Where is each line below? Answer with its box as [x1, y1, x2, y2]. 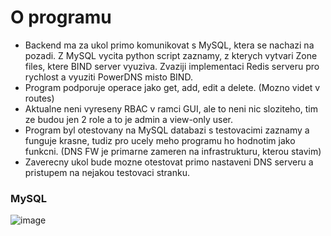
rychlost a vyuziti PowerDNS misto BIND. [24, 71, 193, 83]
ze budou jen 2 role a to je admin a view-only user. [24, 113, 234, 125]
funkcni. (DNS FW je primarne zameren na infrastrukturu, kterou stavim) [24, 145, 322, 157]
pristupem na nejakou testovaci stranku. [24, 166, 191, 178]
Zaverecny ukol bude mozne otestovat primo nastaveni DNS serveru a [24, 156, 314, 168]
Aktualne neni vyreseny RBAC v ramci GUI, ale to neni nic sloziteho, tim [24, 102, 318, 115]
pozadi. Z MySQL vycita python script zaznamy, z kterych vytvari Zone [24, 49, 318, 61]
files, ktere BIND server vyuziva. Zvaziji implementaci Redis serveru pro [24, 60, 320, 72]
